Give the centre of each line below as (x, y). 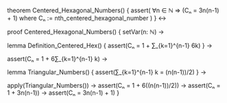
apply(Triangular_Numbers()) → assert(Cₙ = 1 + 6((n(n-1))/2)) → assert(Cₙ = (114, 85)
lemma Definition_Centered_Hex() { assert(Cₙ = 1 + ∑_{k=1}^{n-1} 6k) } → (110, 45)
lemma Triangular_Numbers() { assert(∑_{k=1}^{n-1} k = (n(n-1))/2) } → (107, 72)
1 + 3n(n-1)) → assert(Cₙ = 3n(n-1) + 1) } (63, 93)
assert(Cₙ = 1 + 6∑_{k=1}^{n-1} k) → (57, 59)
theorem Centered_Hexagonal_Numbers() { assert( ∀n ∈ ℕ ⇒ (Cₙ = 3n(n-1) (113, 10)
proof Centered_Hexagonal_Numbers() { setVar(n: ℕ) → (86, 32)
